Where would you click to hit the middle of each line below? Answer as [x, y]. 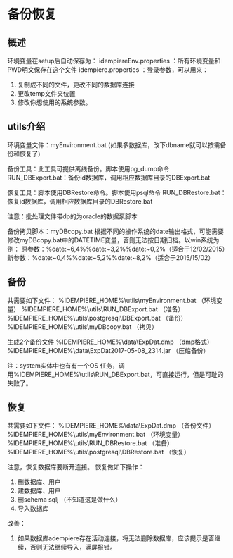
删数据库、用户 [39, 482]
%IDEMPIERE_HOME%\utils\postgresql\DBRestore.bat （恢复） [99, 452]
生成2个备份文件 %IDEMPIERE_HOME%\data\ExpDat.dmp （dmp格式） [110, 342]
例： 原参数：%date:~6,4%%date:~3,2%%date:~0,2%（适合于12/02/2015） [118, 249]
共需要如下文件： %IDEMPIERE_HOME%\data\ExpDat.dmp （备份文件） [111, 426]
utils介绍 [26, 126]
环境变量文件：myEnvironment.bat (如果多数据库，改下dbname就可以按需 [114, 144]
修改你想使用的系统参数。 [54, 102]
